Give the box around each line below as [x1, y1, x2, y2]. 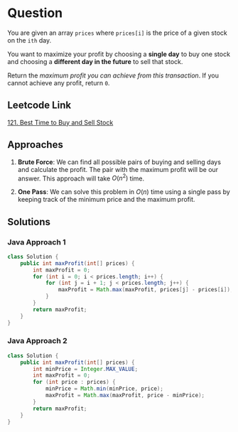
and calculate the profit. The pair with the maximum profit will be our [17, 165, 219, 173]
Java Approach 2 [7, 336, 67, 346]
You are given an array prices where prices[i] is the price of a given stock [7, 28, 227, 37]
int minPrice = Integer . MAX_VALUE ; [33, 365, 139, 372]
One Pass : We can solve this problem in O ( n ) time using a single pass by [17, 188, 231, 196]
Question [7, 5, 63, 21]
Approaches [7, 139, 64, 151]
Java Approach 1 [7, 237, 66, 247]
